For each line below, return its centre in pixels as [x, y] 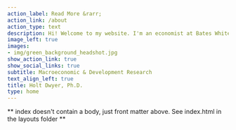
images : [19, 46]
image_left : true [33, 40]
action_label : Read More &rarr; [54, 14]
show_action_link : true [42, 59]
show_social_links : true [44, 66]
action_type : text [34, 27]
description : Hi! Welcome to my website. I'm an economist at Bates [110, 33]
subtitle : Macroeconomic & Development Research [80, 72]
